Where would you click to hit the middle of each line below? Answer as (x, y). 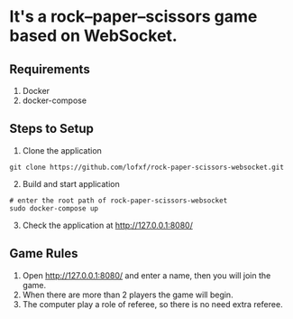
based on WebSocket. (93, 36)
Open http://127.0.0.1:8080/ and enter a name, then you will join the (146, 275)
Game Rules (44, 253)
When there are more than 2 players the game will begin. (128, 295)
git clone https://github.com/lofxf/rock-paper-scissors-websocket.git (146, 167)
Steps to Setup (52, 129)
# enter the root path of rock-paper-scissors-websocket (119, 201)
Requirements (50, 69)
